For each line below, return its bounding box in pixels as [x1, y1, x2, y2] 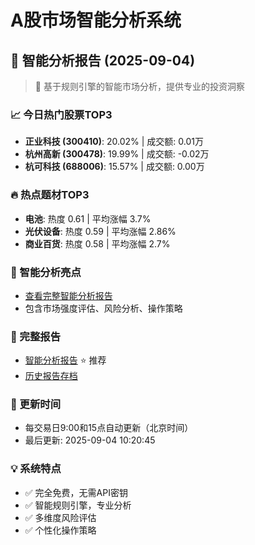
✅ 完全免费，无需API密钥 [24, 486, 128, 498]
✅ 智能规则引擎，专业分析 [24, 499, 132, 511]
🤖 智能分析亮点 [10, 265, 82, 279]
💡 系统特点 [10, 462, 62, 476]
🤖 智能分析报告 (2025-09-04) [10, 52, 196, 69]
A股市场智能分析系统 [10, 9, 182, 32]
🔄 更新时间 [10, 397, 62, 411]
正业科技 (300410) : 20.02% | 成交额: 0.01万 [24, 136, 204, 148]
